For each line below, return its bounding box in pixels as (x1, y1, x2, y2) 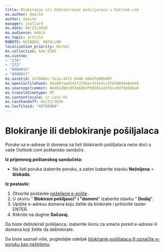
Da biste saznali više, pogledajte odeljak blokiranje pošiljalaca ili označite (5, 236, 155, 242)
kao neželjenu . (20, 241, 51, 247)
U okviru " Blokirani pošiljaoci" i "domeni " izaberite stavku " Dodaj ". (12, 196, 154, 202)
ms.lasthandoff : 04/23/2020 (5, 100, 64, 104)
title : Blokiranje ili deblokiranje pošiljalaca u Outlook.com (5, 7, 139, 12)
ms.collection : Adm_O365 (5, 49, 57, 53)
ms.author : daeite (5, 12, 43, 17)
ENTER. (12, 206, 28, 212)
